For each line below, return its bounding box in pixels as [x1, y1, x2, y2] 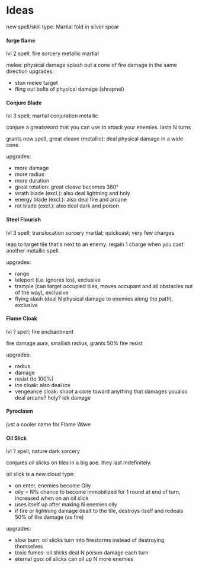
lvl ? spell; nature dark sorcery [6, 448, 80, 455]
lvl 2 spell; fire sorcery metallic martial [6, 50, 99, 57]
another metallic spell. [6, 247, 60, 254]
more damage [14, 164, 49, 172]
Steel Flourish [6, 216, 41, 223]
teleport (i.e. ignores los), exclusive [14, 276, 101, 283]
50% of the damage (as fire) [14, 513, 84, 521]
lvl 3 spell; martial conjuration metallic [6, 112, 99, 119]
